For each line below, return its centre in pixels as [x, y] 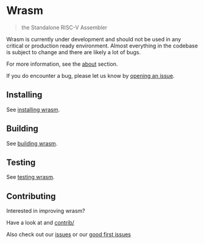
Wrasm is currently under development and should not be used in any [94, 39]
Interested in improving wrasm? [46, 211]
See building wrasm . [32, 143]
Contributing [31, 196]
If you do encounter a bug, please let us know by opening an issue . [90, 75]
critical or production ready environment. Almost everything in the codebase [102, 46]
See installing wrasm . [33, 110]
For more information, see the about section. [62, 64]
